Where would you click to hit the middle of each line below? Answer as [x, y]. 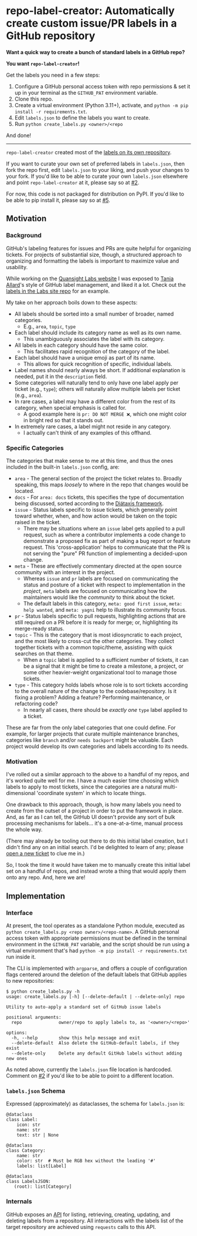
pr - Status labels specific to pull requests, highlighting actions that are [100, 616]
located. [24, 491]
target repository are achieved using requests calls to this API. [81, 1227]
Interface [20, 913]
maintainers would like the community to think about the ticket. [99, 597]
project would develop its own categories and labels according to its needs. [97, 746]
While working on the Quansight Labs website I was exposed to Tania [90, 279]
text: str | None [38, 1135]
